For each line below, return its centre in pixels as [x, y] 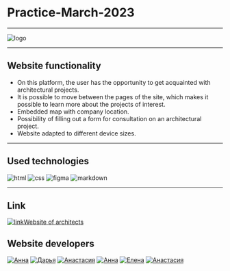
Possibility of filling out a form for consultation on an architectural [109, 118]
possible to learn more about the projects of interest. [91, 104]
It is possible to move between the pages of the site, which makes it [113, 96]
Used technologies [48, 161]
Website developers [51, 243]
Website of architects [54, 222]
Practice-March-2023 [71, 13]
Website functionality [54, 66]
